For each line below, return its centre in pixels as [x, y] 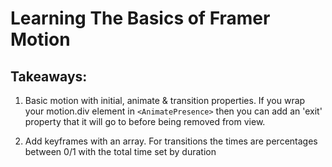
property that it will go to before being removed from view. [145, 121]
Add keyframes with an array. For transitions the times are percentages [171, 141]
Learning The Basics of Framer [140, 18]
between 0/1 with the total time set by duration [120, 151]
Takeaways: [49, 76]
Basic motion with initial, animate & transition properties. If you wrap [165, 100]
